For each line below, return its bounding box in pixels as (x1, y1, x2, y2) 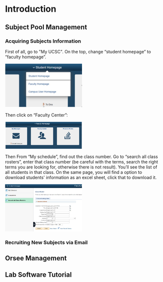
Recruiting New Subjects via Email (5, 239, 88, 246)
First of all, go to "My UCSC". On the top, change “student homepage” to (5, 48, 151, 54)
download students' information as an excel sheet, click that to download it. (5, 175, 157, 181)
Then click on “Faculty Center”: (5, 112, 68, 118)
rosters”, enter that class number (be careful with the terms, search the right (5, 159, 159, 165)
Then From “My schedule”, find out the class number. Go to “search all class (5, 154, 158, 160)
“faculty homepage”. (5, 54, 46, 60)
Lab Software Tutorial (5, 271, 72, 279)
